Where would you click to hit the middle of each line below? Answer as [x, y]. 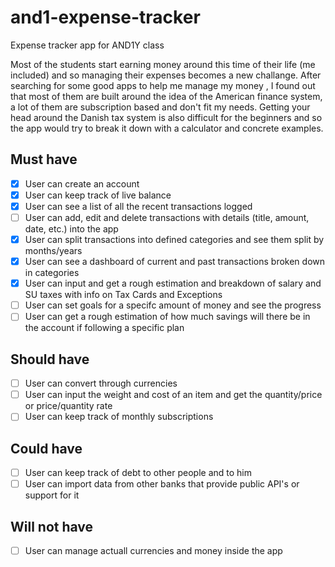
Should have [50, 359]
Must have [44, 159]
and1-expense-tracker [105, 17]
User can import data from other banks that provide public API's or [162, 484]
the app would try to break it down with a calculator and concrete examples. [167, 128]
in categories [52, 273]
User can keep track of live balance [98, 195]
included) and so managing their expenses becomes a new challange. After [166, 75]
